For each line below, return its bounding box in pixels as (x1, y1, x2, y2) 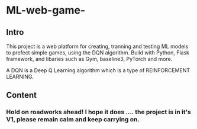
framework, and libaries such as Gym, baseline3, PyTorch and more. (6, 56, 173, 62)
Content (6, 90, 37, 101)
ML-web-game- (6, 4, 86, 17)
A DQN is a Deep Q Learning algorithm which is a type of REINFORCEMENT (6, 67, 190, 74)
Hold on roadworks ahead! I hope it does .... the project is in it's (6, 108, 191, 116)
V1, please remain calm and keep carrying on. (6, 115, 140, 124)
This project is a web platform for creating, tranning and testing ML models (6, 43, 189, 50)
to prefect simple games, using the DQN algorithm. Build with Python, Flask (6, 49, 190, 56)
